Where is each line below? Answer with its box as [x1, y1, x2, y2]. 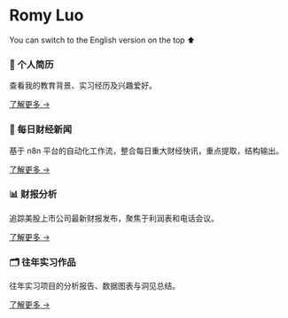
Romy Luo [9, 5, 84, 26]
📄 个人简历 [9, 58, 55, 71]
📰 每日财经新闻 [9, 123, 73, 136]
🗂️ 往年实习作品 [9, 256, 77, 268]
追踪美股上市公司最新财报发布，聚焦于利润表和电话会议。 [9, 213, 219, 223]
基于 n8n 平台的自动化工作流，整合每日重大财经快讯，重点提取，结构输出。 [9, 145, 284, 156]
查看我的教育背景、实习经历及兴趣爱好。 [9, 81, 157, 91]
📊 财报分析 [9, 188, 58, 200]
